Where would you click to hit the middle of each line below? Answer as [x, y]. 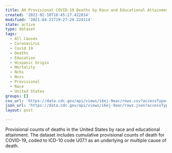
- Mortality [23, 67]
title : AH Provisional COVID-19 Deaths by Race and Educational [75, 10]
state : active [20, 24]
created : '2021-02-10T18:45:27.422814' [48, 15]
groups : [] [17, 96]
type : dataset [20, 29]
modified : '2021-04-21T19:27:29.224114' [49, 20]
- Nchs [17, 72]
